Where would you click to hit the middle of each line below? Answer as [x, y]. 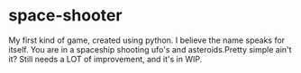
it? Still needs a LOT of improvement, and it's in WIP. [105, 59]
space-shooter [65, 16]
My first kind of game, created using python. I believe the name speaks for [147, 40]
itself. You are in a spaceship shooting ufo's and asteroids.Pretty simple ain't [150, 49]
